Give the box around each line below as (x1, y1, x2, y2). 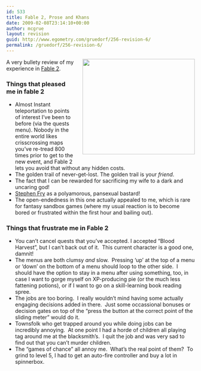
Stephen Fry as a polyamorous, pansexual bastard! (14, 190, 141, 197)
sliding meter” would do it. (14, 314, 80, 321)
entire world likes (14, 133, 58, 140)
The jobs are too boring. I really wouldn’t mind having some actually (14, 294, 184, 302)
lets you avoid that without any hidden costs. (14, 165, 126, 172)
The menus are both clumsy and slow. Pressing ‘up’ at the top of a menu (14, 257, 195, 264)
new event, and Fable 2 (14, 158, 73, 165)
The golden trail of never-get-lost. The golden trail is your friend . (14, 171, 175, 178)
